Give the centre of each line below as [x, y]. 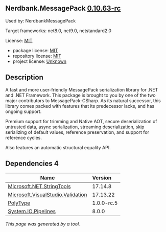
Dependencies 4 [32, 164]
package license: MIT [35, 50]
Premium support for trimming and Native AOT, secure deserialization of [81, 121]
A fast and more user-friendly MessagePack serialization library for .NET [82, 89]
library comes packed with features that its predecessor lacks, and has [80, 106]
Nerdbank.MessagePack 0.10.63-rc [63, 8]
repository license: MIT [37, 56]
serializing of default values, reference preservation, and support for [77, 132]
